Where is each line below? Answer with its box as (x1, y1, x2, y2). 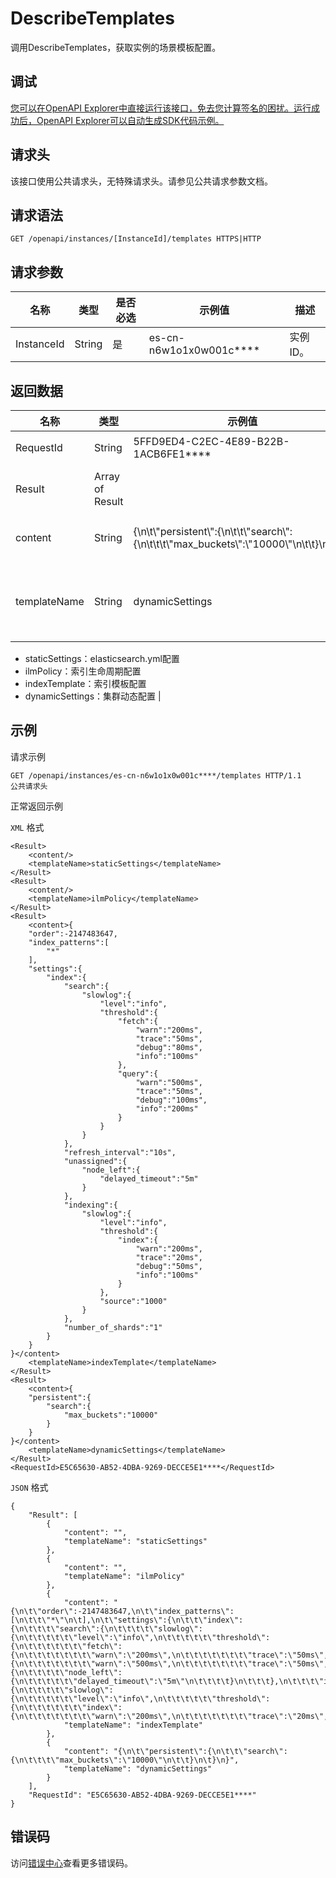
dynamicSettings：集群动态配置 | (24, 690, 162, 702)
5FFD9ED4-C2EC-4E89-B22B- (133, 435, 290, 448)
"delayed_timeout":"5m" (99, 1173, 199, 1184)
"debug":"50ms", (135, 1261, 203, 1271)
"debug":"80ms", (135, 1042, 203, 1052)
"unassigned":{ (63, 1156, 128, 1166)
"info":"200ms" (135, 1103, 199, 1114)
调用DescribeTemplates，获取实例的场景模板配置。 (10, 41, 222, 53)
